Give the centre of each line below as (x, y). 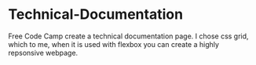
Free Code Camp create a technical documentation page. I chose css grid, (128, 36)
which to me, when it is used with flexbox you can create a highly (114, 44)
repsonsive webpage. (43, 52)
